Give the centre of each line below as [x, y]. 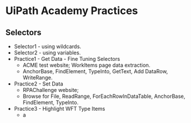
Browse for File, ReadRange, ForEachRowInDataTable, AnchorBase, [104, 96]
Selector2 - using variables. [47, 53]
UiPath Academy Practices [72, 11]
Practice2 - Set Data [38, 84]
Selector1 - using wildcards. [47, 46]
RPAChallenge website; [51, 90]
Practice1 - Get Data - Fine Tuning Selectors [67, 59]
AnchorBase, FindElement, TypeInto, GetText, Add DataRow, [95, 71]
